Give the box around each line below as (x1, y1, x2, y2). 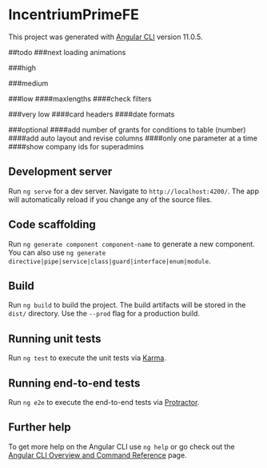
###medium (8, 78, 49, 88)
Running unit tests (8, 331, 102, 345)
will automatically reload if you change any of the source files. (8, 194, 213, 204)
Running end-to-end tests (8, 376, 141, 390)
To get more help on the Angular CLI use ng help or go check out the (8, 442, 235, 451)
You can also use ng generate (8, 248, 106, 257)
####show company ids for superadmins (8, 141, 144, 151)
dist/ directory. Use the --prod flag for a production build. (8, 309, 200, 319)
